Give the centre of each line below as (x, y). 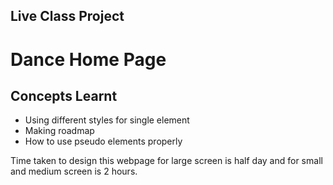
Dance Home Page (88, 59)
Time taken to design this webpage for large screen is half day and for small (166, 161)
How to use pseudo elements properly (103, 141)
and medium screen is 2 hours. (74, 171)
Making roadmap (59, 131)
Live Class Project (67, 16)
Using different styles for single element (107, 120)
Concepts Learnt (64, 95)
